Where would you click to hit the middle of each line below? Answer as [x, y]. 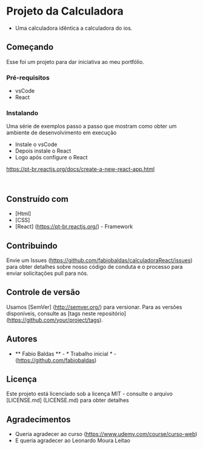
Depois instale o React [43, 151]
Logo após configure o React [51, 157]
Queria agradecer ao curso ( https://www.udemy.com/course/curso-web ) [106, 434]
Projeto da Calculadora [65, 11]
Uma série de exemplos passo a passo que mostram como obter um [92, 126]
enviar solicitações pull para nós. [48, 273]
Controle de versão [43, 292]
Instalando [22, 112]
